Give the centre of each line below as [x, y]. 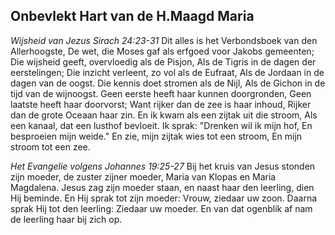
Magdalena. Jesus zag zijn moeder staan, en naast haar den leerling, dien [162, 187]
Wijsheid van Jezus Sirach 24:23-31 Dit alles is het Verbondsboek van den [164, 40]
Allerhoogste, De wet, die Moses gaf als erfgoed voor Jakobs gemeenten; [162, 51]
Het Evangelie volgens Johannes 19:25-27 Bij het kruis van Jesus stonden [163, 166]
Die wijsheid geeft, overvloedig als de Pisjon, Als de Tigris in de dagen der [163, 61]
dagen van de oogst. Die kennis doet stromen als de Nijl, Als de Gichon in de [168, 83]
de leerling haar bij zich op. [66, 219]
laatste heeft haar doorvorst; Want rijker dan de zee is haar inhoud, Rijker [161, 104]
